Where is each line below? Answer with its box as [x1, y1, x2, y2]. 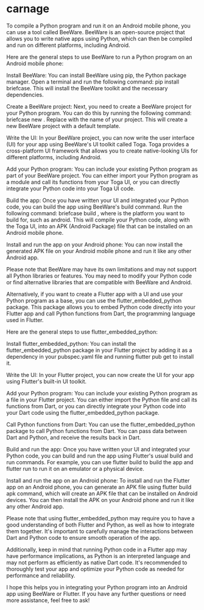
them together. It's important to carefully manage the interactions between [6, 527, 194, 535]
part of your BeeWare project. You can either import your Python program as [6, 171, 199, 179]
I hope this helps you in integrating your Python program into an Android [6, 583, 188, 590]
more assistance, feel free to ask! [6, 597, 90, 604]
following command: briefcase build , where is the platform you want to [6, 209, 185, 217]
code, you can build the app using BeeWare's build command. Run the [6, 203, 183, 210]
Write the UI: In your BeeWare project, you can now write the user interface [6, 134, 195, 142]
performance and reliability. [6, 572, 76, 579]
